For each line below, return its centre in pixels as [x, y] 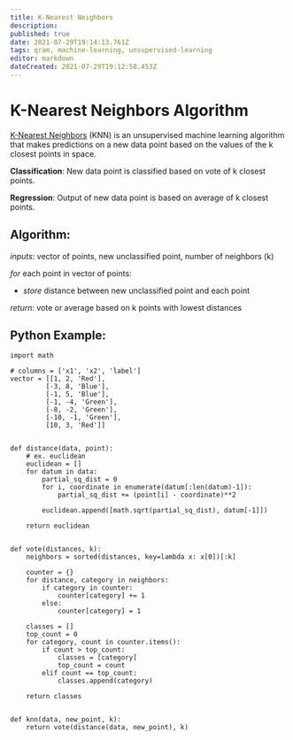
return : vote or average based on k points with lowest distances [126, 307]
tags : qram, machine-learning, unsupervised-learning [112, 50]
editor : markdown [42, 58]
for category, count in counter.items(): [103, 643]
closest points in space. [53, 154]
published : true [40, 34]
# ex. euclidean [56, 457]
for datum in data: [62, 472]
